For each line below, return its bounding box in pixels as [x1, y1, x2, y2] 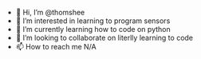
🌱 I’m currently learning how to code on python [15, 25, 171, 33]
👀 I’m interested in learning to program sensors [15, 16, 171, 26]
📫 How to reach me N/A [15, 42, 97, 51]
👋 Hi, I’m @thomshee [15, 8, 85, 17]
